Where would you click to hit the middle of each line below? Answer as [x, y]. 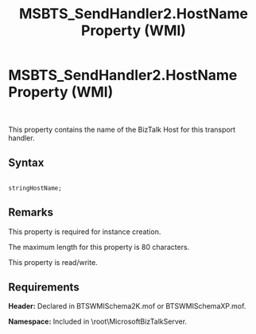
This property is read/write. [53, 262]
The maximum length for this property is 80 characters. [99, 247]
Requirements [44, 287]
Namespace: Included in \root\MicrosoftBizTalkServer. [98, 321]
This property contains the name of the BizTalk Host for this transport [122, 129]
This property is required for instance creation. [85, 232]
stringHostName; [35, 188]
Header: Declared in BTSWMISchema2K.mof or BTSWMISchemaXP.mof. [127, 306]
